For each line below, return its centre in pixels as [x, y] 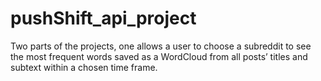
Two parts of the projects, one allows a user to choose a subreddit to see [161, 46]
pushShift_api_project [103, 18]
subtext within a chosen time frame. [84, 67]
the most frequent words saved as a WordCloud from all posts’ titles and [159, 56]
